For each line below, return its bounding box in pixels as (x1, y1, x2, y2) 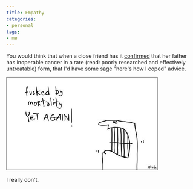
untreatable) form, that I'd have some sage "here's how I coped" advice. (6, 65, 186, 72)
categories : (6, 16, 36, 22)
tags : (6, 29, 20, 35)
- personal (6, 22, 34, 28)
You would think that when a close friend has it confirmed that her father (6, 52, 188, 60)
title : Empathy (6, 10, 45, 16)
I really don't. (6, 176, 39, 184)
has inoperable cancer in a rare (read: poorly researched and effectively (6, 59, 186, 66)
